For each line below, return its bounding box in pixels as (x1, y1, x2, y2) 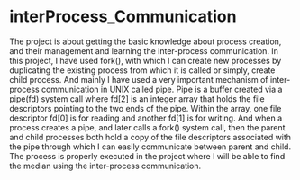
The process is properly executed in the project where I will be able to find (9, 150, 286, 161)
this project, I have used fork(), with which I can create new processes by (9, 55, 282, 66)
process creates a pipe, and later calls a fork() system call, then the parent (9, 121, 286, 132)
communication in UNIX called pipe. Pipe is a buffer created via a (41, 84, 283, 94)
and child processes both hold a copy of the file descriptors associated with (9, 131, 291, 142)
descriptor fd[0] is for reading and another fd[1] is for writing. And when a (9, 112, 283, 123)
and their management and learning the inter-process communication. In (9, 45, 279, 56)
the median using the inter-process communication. (9, 160, 202, 171)
